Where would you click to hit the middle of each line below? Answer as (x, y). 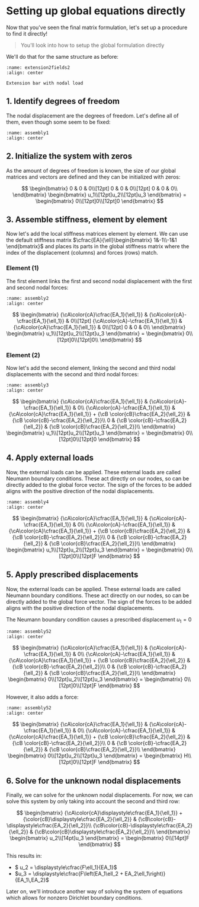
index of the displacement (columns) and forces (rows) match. (82, 253)
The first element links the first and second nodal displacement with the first (99, 281)
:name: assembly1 (28, 133)
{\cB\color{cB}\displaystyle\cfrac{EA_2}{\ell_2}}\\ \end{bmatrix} (113, 832)
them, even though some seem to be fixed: (58, 122)
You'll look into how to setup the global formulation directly (92, 45)
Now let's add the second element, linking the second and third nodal (91, 368)
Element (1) (23, 268)
